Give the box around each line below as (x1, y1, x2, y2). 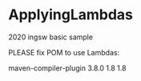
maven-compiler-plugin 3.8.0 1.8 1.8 (8, 63, 127, 73)
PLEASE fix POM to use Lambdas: (8, 47, 120, 57)
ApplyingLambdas (8, 6, 134, 24)
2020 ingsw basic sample (8, 32, 94, 42)
